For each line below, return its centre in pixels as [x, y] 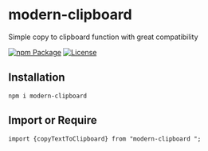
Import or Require [53, 120]
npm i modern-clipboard [48, 96]
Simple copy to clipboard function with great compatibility [103, 37]
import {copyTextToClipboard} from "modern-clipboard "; [105, 139]
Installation [37, 77]
